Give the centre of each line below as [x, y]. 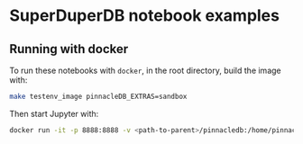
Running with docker [69, 49]
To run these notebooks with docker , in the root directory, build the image [145, 70]
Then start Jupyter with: [54, 113]
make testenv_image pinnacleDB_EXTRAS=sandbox [98, 96]
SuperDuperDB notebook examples [144, 16]
